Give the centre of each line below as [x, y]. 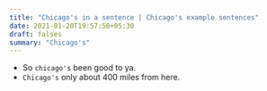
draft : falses [36, 34]
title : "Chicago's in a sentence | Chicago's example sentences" [134, 17]
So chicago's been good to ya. [79, 68]
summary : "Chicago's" [50, 42]
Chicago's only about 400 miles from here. [101, 78]
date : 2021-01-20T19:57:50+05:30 [72, 26]
